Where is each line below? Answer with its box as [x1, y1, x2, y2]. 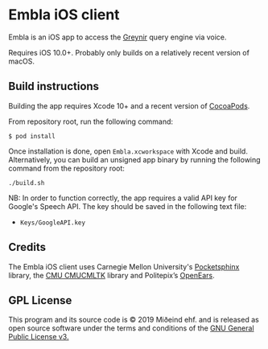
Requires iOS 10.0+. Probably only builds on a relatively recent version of [8, 47, 249, 57]
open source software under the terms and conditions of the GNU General [8, 323, 255, 333]
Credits [8, 240, 47, 254]
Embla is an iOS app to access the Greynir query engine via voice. [8, 32, 227, 42]
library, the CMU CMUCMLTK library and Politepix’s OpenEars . [8, 270, 215, 280]
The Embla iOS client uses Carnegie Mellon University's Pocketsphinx [8, 261, 240, 271]
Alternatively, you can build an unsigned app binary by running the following [8, 154, 261, 164]
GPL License [8, 294, 72, 307]
